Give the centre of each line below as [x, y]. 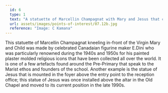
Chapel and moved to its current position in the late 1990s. [65, 85]
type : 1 [18, 14]
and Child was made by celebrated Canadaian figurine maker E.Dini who [79, 48]
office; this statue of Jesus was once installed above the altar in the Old [79, 80]
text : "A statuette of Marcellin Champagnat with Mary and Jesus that [85, 19]
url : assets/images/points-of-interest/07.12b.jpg [63, 24]
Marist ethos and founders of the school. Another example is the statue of [81, 69]
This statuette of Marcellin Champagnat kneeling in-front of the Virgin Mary [83, 42]
